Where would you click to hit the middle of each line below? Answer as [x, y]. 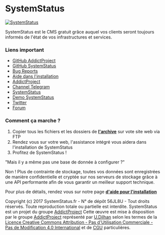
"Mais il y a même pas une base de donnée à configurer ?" [65, 162]
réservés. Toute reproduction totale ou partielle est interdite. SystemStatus [81, 206]
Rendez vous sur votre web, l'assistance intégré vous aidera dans [79, 142]
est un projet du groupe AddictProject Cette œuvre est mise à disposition [80, 212]
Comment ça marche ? [33, 120]
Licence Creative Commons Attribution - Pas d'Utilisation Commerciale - [79, 222]
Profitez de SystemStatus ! [39, 152]
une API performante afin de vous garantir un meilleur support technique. [80, 182]
